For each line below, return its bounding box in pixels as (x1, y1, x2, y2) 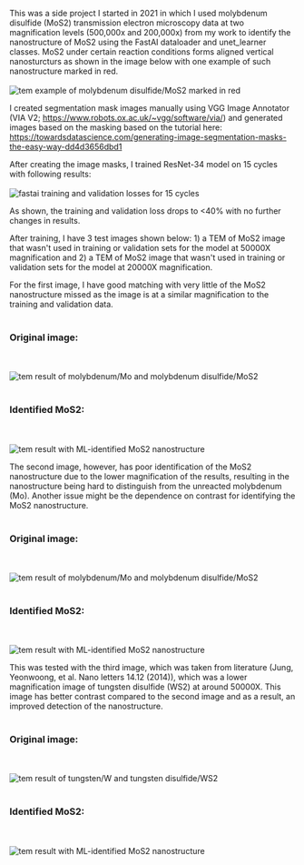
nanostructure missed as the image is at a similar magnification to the (9, 289, 270, 299)
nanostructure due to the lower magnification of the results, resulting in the (9, 470, 290, 481)
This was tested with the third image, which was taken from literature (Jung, (9, 662, 294, 673)
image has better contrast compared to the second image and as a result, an (9, 691, 296, 702)
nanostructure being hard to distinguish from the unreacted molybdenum (9, 480, 282, 491)
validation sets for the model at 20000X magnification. (9, 262, 213, 272)
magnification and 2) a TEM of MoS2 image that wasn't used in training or (9, 252, 286, 263)
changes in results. (9, 216, 81, 226)
